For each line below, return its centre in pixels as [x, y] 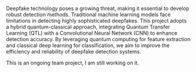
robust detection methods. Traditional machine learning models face [88, 15]
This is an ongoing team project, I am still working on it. [73, 63]
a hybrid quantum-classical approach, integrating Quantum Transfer [88, 27]
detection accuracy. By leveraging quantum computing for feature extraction [98, 39]
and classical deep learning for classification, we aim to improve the [88, 45]
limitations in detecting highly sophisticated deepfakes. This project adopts [97, 21]
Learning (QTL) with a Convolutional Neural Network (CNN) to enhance [92, 33]
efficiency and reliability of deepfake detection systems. [74, 51]
